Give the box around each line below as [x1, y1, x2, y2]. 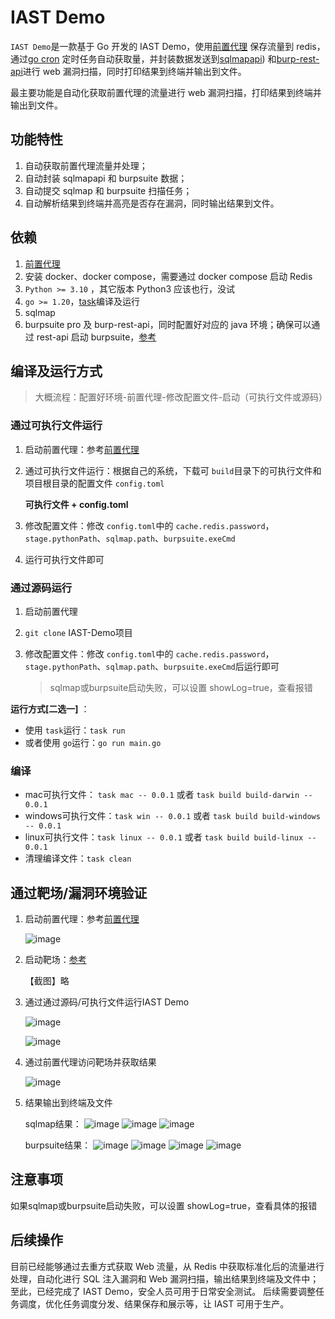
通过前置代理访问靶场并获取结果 [24, 1056, 157, 1068]
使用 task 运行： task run [24, 724, 126, 736]
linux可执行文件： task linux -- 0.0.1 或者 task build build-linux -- [24, 831, 317, 843]
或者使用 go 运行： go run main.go [24, 736, 162, 748]
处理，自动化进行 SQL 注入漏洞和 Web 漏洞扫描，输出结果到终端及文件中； [10, 1272, 320, 1285]
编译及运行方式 [10, 362, 103, 380]
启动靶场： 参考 [24, 954, 87, 966]
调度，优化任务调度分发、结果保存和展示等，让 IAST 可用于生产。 [18, 1297, 290, 1310]
